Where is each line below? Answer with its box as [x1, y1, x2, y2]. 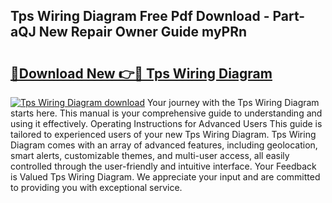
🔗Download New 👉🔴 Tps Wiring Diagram [10, 65, 273, 82]
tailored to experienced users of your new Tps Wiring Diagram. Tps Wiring [10, 129, 317, 140]
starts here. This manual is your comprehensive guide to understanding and [10, 107, 323, 119]
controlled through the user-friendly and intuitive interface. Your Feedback [10, 160, 317, 172]
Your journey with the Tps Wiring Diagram [146, 97, 320, 108]
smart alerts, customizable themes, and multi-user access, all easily [10, 150, 290, 161]
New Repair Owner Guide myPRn [38, 24, 248, 41]
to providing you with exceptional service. [10, 182, 183, 193]
